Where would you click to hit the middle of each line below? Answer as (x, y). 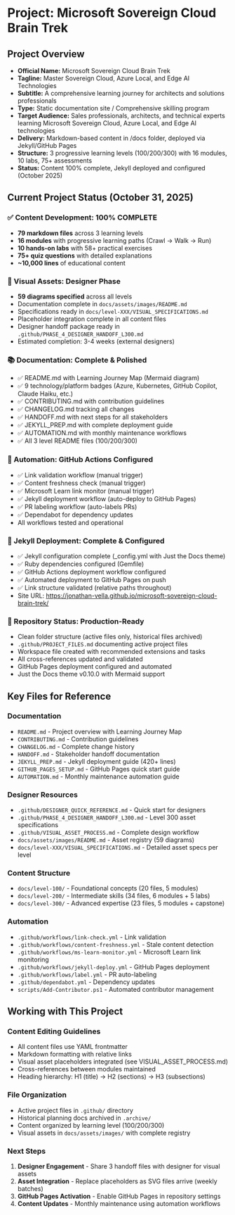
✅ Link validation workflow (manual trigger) (80, 475)
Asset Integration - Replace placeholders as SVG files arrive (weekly (117, 1181)
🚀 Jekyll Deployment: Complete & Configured (86, 541)
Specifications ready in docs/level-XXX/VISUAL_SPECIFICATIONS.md (113, 311)
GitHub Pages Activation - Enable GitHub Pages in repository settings (119, 1196)
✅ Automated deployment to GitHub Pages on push (92, 579)
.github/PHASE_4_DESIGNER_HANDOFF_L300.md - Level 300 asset (106, 817)
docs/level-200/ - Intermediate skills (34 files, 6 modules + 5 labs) (114, 896)
